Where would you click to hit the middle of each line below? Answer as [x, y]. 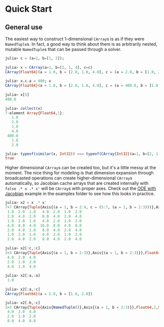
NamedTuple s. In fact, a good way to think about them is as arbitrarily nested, [81, 44]
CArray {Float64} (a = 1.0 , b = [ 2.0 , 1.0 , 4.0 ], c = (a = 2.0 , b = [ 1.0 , [81, 72]
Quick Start [29, 9]
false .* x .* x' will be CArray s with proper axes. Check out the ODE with [81, 189]
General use [24, 27]
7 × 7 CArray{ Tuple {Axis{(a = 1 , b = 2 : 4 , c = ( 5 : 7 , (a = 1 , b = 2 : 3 [75, 207]
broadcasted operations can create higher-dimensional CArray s [69, 178]
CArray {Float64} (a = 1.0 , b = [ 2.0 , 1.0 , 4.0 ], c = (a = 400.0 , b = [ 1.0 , [83, 86]
